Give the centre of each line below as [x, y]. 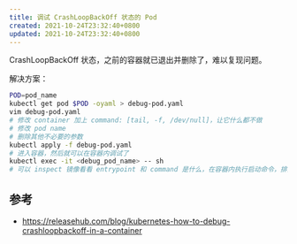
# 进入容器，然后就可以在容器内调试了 [69, 153]
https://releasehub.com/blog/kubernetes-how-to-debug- [126, 221]
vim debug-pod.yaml [45, 112]
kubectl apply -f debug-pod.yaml [71, 145]
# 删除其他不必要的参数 [46, 137]
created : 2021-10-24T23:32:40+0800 [75, 26]
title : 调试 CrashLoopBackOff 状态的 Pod [83, 17]
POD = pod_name [33, 95]
